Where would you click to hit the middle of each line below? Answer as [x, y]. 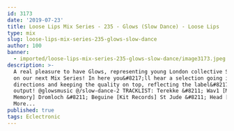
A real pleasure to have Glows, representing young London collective [118, 71]
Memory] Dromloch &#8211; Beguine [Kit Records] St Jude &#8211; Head [118, 98]
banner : [18, 53]
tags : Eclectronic [34, 116]
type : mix [22, 33]
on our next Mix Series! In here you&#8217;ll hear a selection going [118, 78]
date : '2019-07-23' [36, 20]
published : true [31, 110]
